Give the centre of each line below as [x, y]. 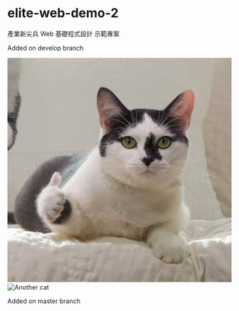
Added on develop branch [46, 48]
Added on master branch [44, 301]
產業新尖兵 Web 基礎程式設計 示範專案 [63, 33]
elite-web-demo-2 [63, 13]
